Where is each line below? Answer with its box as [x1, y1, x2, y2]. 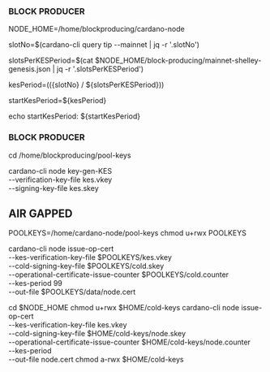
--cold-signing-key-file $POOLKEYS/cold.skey [8, 262, 165, 271]
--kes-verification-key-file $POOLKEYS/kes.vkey [8, 253, 173, 262]
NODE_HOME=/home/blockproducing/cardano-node [8, 24, 185, 34]
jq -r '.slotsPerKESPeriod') [56, 64, 144, 74]
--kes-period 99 [8, 279, 63, 288]
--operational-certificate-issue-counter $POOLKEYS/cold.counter [8, 270, 229, 279]
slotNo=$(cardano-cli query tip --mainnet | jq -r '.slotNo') [8, 40, 200, 50]
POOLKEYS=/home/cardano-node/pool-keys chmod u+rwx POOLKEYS [8, 228, 247, 238]
